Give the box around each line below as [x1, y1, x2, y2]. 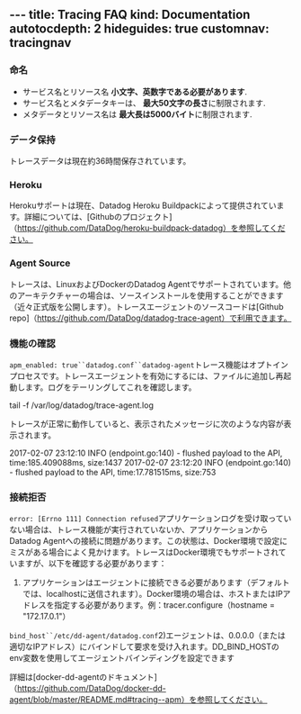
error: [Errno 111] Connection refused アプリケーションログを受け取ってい [9, 513, 292, 524]
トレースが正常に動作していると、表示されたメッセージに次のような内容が [9, 418, 285, 429]
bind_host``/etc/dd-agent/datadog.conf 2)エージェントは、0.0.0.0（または [9, 630, 286, 641]
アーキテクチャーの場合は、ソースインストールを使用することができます [16, 290, 285, 301]
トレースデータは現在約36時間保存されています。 [9, 155, 191, 166]
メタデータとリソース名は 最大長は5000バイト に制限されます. [22, 108, 253, 120]
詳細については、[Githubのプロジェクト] [23, 212, 173, 222]
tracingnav [9, 35, 72, 50]
